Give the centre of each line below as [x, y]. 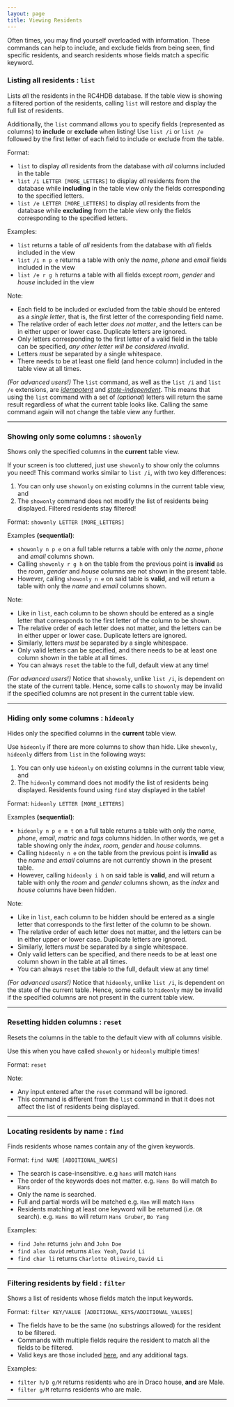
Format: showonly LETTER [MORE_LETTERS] [66, 522]
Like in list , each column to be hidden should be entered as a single [116, 917]
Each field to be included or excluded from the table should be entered [119, 309]
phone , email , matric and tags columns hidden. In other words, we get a [120, 838]
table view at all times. [49, 368]
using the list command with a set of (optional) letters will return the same [115, 397]
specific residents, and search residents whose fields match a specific [108, 55]
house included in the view [56, 282]
